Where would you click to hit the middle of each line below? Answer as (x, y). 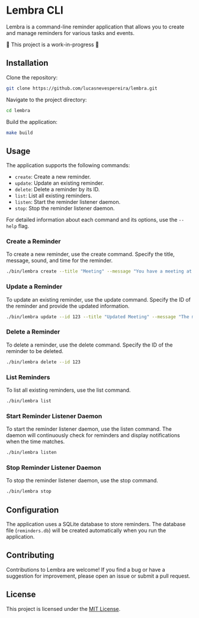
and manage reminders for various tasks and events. (70, 33)
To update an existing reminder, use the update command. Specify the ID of (99, 299)
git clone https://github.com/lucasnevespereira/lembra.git (82, 88)
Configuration (33, 510)
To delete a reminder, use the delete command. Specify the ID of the (89, 345)
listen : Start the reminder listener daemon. (68, 202)
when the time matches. (36, 441)
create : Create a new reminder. (53, 177)
